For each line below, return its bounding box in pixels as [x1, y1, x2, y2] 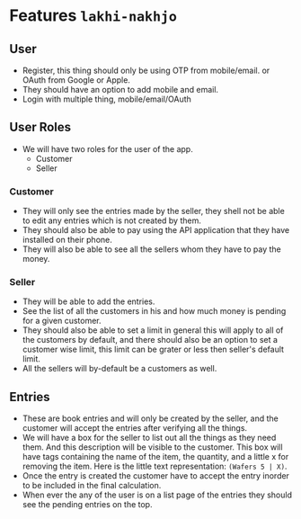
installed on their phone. [22, 235, 112, 246]
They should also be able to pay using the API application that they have [22, 225, 290, 236]
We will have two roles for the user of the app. [22, 143, 193, 154]
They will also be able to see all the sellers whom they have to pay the [22, 244, 281, 255]
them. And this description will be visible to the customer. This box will [22, 442, 283, 452]
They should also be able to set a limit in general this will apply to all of [22, 325, 284, 336]
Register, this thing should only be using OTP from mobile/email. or [22, 65, 270, 76]
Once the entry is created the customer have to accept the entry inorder [22, 470, 290, 481]
